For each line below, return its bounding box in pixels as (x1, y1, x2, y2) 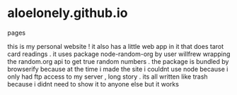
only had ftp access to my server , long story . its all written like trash (7, 72, 208, 81)
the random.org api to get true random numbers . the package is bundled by (7, 57, 229, 65)
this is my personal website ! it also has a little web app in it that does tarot (7, 42, 224, 50)
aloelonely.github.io (7, 5, 128, 21)
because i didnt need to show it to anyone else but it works (7, 79, 179, 88)
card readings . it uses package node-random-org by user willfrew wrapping (7, 50, 231, 58)
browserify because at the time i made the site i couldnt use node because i (7, 65, 229, 73)
